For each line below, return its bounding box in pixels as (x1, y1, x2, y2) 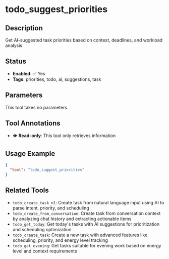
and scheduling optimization (12, 226, 72, 232)
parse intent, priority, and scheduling (12, 205, 89, 211)
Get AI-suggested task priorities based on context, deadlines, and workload (5, 37, 163, 43)
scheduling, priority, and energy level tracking (12, 237, 108, 243)
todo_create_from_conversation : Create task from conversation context (12, 210, 161, 216)
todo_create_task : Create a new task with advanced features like (12, 232, 148, 238)
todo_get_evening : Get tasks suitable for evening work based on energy (12, 242, 161, 248)
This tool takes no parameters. (5, 104, 69, 110)
